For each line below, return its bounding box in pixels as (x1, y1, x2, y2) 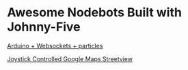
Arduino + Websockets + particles (7, 41, 103, 50)
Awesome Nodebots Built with (7, 5, 183, 20)
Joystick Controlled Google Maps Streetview (7, 54, 133, 63)
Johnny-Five (7, 19, 81, 35)
